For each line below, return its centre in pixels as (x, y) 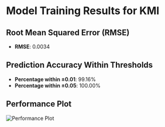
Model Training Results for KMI (83, 11)
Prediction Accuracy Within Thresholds (80, 65)
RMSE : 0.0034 (32, 46)
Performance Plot (39, 104)
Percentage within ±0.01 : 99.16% (55, 79)
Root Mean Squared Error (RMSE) (68, 33)
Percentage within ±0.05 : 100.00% (57, 85)
